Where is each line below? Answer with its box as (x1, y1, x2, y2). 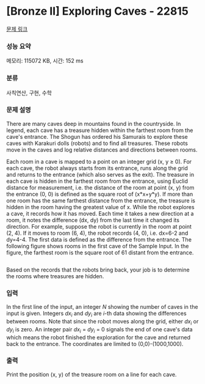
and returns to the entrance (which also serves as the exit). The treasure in (6, 171, 194, 178)
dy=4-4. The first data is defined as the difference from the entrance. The (6, 235, 192, 243)
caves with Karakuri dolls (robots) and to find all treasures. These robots (6, 139, 188, 147)
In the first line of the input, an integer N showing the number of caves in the (6, 303, 198, 311)
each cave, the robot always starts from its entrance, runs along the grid (6, 164, 188, 172)
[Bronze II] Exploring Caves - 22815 (6, 4, 189, 18)
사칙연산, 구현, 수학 (6, 89, 52, 96)
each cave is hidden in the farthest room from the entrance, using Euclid (6, 177, 188, 185)
